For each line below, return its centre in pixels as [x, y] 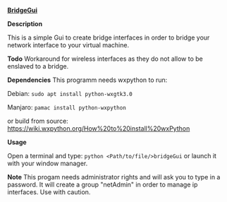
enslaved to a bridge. [38, 66]
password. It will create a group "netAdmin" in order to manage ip [103, 184]
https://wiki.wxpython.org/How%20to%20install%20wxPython [99, 129]
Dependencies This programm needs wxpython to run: [87, 80]
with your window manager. [48, 163]
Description [25, 24]
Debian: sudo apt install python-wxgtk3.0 [70, 94]
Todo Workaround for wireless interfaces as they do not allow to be [105, 59]
